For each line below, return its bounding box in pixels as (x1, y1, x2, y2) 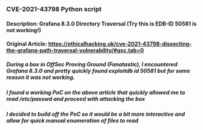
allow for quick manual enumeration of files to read (6, 117, 139, 125)
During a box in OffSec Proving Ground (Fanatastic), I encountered (6, 60, 178, 68)
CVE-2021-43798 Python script (6, 5, 102, 13)
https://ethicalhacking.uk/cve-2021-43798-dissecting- (48, 40, 192, 47)
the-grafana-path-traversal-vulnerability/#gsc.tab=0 (6, 47, 144, 54)
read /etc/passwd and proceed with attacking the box (6, 95, 145, 103)
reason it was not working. (6, 74, 76, 81)
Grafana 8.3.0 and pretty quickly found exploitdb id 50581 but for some (6, 67, 190, 74)
